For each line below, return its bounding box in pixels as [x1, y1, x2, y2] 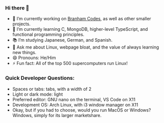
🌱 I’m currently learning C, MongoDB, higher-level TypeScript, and [12, 26, 148, 32]
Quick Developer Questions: [5, 74, 75, 81]
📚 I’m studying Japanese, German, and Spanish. [12, 37, 113, 43]
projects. [12, 21, 31, 27]
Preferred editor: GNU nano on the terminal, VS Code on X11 [12, 96, 136, 102]
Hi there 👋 [5, 4, 30, 11]
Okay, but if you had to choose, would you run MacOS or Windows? [12, 107, 151, 113]
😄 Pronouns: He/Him [12, 55, 56, 61]
